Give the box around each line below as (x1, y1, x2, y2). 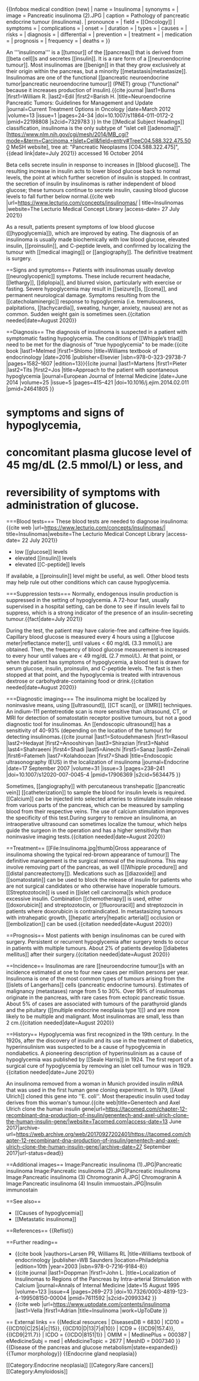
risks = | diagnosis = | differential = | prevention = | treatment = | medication (6, 31, 192, 38)
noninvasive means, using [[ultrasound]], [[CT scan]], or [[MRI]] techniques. (6, 702, 192, 709)
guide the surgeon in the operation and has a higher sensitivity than (6, 827, 172, 834)
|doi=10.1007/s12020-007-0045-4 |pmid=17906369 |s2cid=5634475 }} (6, 771, 181, 778)
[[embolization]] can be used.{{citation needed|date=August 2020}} (6, 920, 173, 928)
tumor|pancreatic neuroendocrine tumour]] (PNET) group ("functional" (6, 80, 179, 87)
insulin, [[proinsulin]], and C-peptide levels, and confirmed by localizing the (6, 242, 191, 249)
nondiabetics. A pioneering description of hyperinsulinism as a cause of (6, 1049, 182, 1057)
